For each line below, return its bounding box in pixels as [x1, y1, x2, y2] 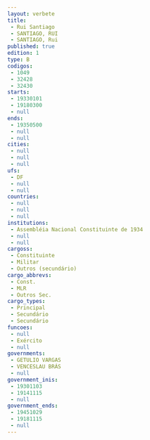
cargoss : [7, 245, 33, 253]
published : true [7, 43, 55, 50]
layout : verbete [7, 10, 55, 18]
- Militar [10, 259, 39, 266]
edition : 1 [7, 50, 39, 57]
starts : [7, 89, 30, 96]
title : [7, 17, 27, 24]
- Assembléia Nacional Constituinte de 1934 [10, 226, 143, 233]
